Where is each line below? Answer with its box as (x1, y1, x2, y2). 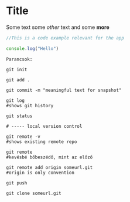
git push (6, 180, 28, 186)
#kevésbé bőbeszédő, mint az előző (6, 154, 93, 160)
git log (6, 97, 25, 104)
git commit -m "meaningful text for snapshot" (6, 87, 122, 93)
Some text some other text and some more (6, 24, 110, 31)
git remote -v (6, 134, 41, 140)
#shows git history (6, 102, 54, 108)
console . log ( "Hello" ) (6, 45, 59, 51)
